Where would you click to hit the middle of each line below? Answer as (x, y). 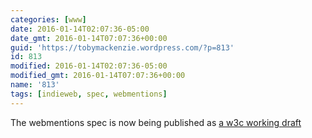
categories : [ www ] (48, 19)
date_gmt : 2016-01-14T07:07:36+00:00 (89, 38)
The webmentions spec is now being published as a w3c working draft (156, 122)
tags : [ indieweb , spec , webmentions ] (89, 94)
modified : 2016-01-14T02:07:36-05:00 (89, 66)
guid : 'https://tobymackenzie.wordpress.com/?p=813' (122, 47)
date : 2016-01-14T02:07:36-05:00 (80, 29)
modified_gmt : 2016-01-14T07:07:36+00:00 (98, 76)
